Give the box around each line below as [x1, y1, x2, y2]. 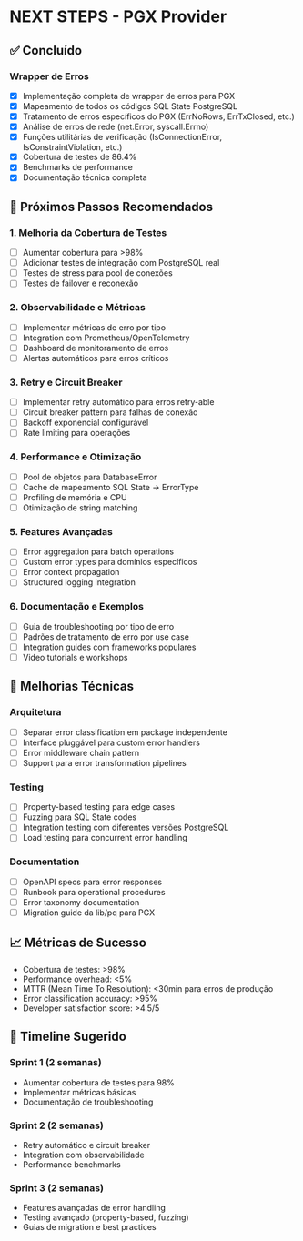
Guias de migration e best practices [22, 1222, 157, 1233]
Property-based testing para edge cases [22, 802, 176, 812]
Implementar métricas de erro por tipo [22, 321, 167, 333]
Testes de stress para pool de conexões [22, 267, 173, 278]
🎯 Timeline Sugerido [9, 1029, 127, 1044]
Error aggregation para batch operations [22, 546, 175, 557]
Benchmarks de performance [22, 162, 134, 173]
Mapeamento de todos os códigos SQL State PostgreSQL [22, 100, 238, 111]
